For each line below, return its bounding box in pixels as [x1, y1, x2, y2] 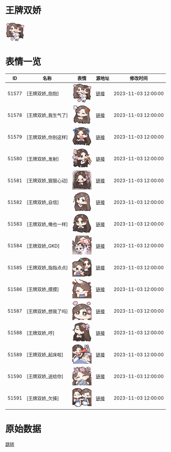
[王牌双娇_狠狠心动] [26, 178, 68, 184]
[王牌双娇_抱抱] [26, 90, 59, 97]
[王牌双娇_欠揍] [26, 395, 59, 401]
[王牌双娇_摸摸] [26, 286, 59, 292]
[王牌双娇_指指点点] [26, 265, 68, 271]
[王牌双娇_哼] [26, 330, 55, 336]
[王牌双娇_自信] [26, 199, 59, 206]
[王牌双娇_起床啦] [26, 351, 64, 358]
